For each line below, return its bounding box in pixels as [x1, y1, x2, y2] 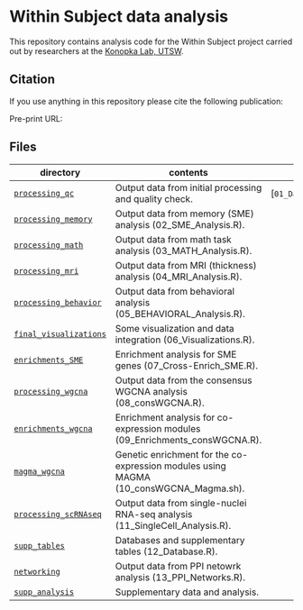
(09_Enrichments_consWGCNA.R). [115, 433, 262, 446]
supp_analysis [14, 587, 75, 596]
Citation [9, 72, 56, 87]
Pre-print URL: [9, 113, 63, 123]
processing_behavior [14, 297, 102, 307]
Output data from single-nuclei [115, 496, 247, 509]
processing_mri [14, 266, 79, 276]
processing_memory [14, 214, 93, 224]
